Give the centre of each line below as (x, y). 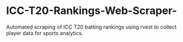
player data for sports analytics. (45, 33)
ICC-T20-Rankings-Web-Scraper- (91, 11)
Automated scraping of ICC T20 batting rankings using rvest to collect (91, 27)
